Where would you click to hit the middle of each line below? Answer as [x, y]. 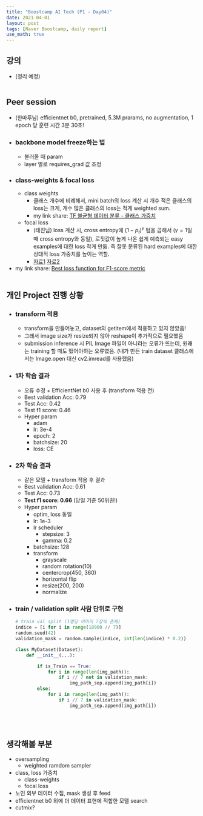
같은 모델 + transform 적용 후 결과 [65, 480]
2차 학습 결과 [33, 466]
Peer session [31, 102]
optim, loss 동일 [52, 514]
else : [44, 689]
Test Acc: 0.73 [42, 493]
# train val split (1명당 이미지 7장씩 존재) [68, 622]
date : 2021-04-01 [28, 18]
